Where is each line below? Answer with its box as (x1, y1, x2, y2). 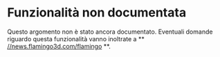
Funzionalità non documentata (7, 5, 187, 21)
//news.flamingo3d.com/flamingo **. (7, 42, 111, 50)
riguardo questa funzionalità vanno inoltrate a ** (7, 34, 145, 43)
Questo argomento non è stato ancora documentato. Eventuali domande (7, 27, 213, 36)
